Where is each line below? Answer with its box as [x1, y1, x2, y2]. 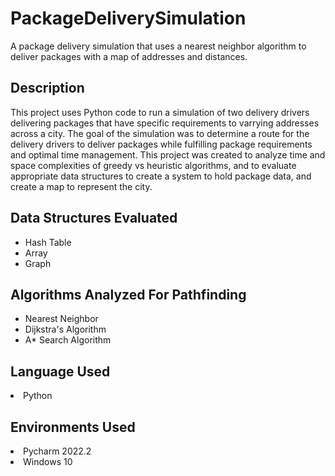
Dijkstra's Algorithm [24, 323, 107, 336]
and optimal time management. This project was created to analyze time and [10, 148, 326, 161]
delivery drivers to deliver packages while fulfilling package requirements [10, 138, 313, 150]
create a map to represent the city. [10, 180, 153, 192]
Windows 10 [23, 456, 73, 467]
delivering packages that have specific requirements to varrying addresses [10, 117, 320, 129]
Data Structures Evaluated [10, 210, 178, 227]
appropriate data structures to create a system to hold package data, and [10, 170, 312, 182]
